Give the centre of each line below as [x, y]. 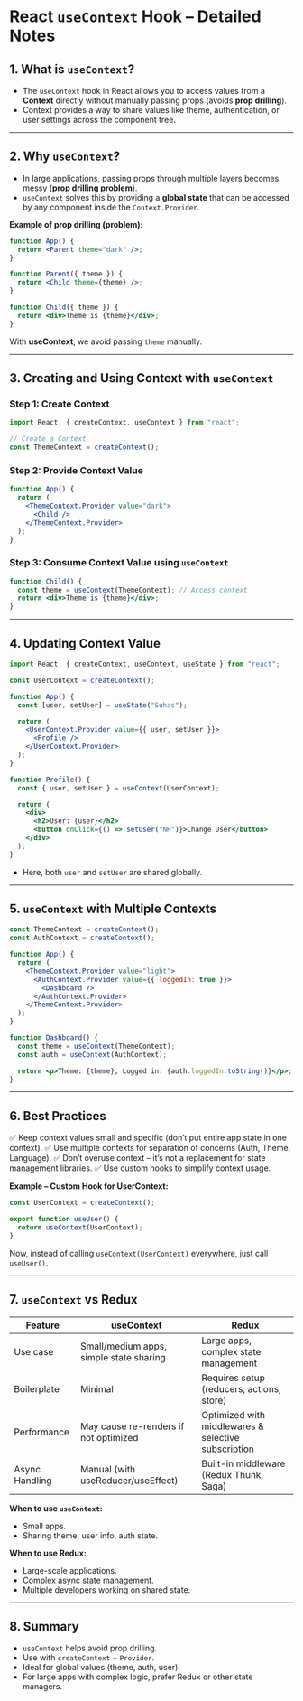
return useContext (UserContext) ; [80, 1228]
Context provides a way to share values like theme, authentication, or [151, 110]
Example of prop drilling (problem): [76, 224]
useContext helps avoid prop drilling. [90, 1648]
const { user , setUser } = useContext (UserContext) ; [119, 788]
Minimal [97, 1388]
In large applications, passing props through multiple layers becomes [151, 178]
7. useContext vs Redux [73, 1299]
